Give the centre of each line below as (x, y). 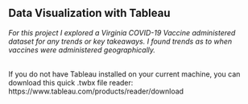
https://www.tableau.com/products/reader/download (96, 91)
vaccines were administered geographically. (82, 50)
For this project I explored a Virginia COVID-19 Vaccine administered (122, 32)
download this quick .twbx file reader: (71, 82)
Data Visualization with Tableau (89, 13)
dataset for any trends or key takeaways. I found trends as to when (120, 41)
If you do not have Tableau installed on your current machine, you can (124, 74)
